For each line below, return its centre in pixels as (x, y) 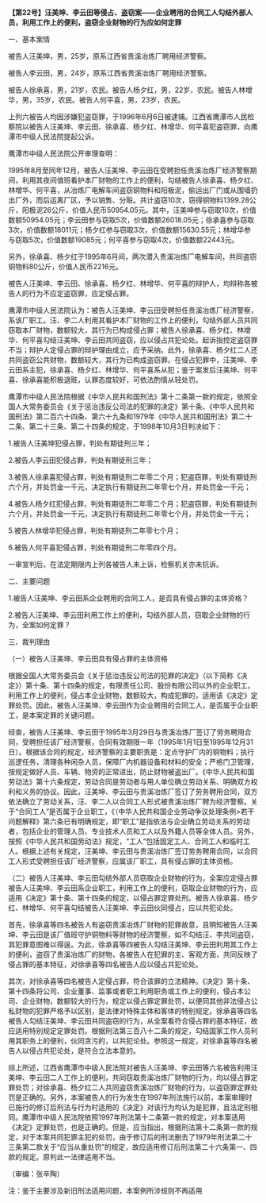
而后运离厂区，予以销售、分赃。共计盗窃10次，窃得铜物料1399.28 (142, 200)
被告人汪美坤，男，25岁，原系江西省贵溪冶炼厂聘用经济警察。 (110, 56)
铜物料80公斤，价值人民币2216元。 (65, 266)
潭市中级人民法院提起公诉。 (53, 137)
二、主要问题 (29, 581)
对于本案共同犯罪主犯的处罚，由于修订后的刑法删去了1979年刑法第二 (133, 1137)
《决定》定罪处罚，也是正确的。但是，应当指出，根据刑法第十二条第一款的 (129, 1127)
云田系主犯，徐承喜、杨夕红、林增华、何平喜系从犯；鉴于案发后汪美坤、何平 (133, 370)
